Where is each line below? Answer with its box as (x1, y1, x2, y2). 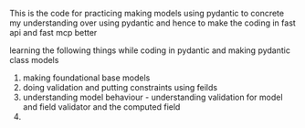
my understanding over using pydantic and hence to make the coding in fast (9, 17, 297, 28)
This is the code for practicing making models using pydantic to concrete (9, 8, 285, 18)
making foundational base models (22, 72, 151, 83)
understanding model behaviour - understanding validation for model (22, 91, 283, 102)
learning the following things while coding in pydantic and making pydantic (9, 45, 290, 56)
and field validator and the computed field (22, 101, 181, 112)
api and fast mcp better (9, 27, 98, 37)
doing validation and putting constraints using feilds (22, 82, 217, 92)
